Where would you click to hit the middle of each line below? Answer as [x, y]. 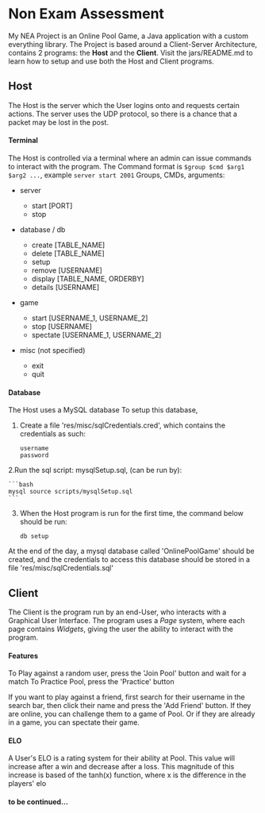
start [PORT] [52, 205]
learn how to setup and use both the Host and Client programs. [111, 61]
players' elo [27, 784]
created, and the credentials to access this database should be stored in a [129, 559]
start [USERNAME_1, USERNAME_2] [90, 318]
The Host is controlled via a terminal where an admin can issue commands [130, 158]
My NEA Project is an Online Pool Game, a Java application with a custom [128, 36]
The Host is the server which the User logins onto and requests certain [124, 105]
